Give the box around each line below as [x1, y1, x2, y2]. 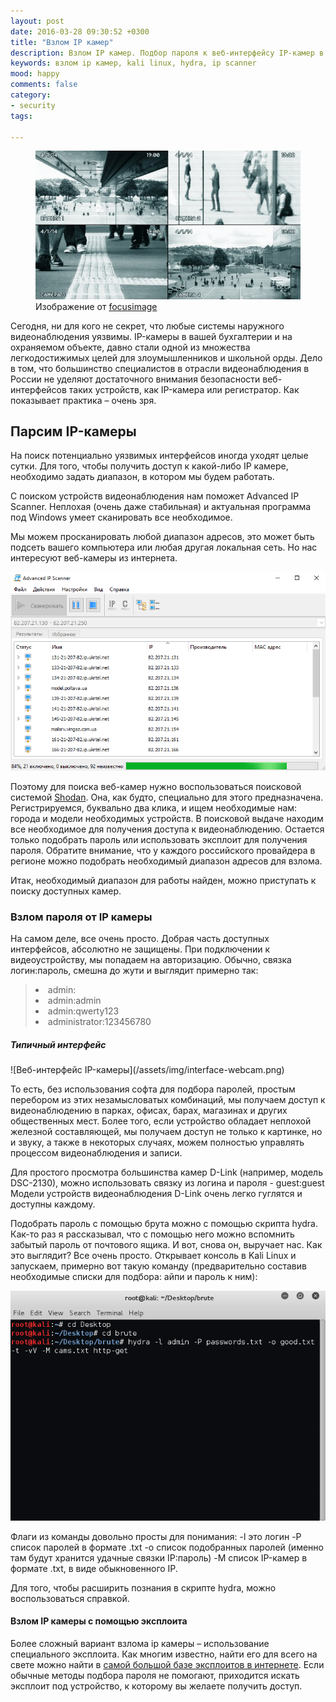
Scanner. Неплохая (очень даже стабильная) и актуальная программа [10, 501, 312, 513]
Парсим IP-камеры [10, 423, 137, 440]
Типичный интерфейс [10, 1038, 107, 1050]
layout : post [10, 16, 65, 26]
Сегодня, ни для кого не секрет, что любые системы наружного [10, 320, 285, 332]
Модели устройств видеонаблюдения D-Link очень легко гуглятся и [10, 1188, 303, 1200]
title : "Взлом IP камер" [10, 37, 114, 47]
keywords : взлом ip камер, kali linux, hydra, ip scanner [10, 58, 257, 69]
